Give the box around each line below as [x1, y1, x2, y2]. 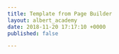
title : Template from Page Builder [7, 10, 113, 18]
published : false [7, 29, 59, 37]
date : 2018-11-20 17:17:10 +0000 [7, 23, 106, 30]
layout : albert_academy [7, 17, 78, 24]
